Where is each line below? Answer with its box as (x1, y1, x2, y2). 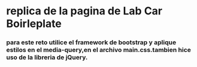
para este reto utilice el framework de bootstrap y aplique (6, 38, 177, 47)
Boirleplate (6, 17, 62, 31)
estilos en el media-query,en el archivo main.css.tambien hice (6, 46, 192, 54)
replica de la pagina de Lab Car (6, 4, 163, 18)
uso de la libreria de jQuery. (6, 53, 88, 62)
